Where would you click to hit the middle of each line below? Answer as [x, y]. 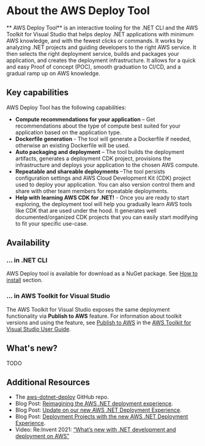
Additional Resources [48, 382]
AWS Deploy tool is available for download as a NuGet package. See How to [102, 274]
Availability [28, 243]
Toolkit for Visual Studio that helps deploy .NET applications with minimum [100, 34]
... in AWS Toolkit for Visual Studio [58, 296]
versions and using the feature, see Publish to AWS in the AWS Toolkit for [99, 322]
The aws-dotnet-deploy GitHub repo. [62, 397]
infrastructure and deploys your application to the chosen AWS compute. [107, 165]
